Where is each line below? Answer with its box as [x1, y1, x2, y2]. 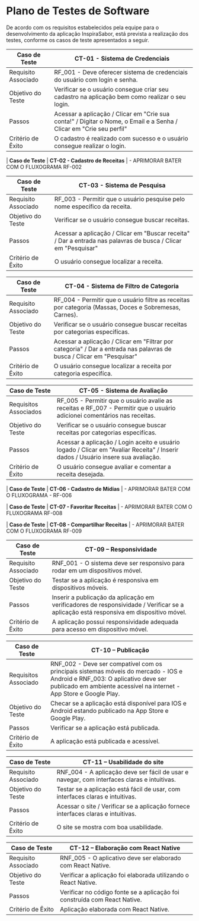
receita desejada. [56, 470, 105, 478]
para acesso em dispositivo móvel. [52, 625, 148, 633]
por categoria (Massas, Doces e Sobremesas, [53, 303, 181, 311]
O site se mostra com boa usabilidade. [56, 823, 163, 831]
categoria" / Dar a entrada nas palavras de [53, 344, 172, 353]
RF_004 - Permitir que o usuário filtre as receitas [53, 296, 190, 304]
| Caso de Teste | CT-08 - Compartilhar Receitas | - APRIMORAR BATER [6, 521, 185, 528]
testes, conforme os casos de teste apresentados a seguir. [6, 36, 149, 43]
